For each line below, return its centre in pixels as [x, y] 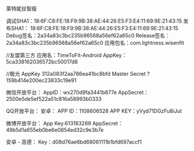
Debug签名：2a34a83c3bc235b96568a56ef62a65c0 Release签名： [88, 36]
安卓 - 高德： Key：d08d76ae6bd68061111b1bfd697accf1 [74, 142]
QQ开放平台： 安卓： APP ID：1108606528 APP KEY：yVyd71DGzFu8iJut [94, 111]
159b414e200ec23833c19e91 [41, 80]
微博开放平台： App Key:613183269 [49, 123]
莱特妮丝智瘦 [21, 8]
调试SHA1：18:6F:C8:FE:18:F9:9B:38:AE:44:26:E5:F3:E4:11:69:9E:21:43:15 [94, 21]
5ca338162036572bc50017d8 [42, 62]
